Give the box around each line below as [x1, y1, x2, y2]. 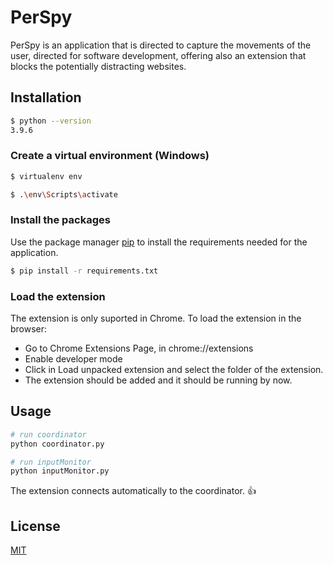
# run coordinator [10, 429, 87, 440]
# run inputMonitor [10, 457, 92, 467]
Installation [10, 89, 82, 106]
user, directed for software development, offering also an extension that [10, 49, 307, 61]
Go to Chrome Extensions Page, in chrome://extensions [24, 342, 254, 355]
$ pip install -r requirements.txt [10, 266, 159, 276]
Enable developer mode [24, 353, 123, 365]
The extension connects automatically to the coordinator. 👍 [10, 485, 257, 497]
